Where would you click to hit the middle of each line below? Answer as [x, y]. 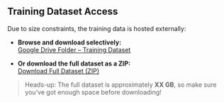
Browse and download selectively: [69, 42]
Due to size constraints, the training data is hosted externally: [97, 28]
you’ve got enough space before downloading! [93, 92]
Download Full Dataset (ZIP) [58, 71]
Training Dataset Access [63, 12]
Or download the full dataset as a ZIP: [74, 63]
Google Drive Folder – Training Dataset [74, 49]
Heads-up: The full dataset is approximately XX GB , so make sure [121, 85]
